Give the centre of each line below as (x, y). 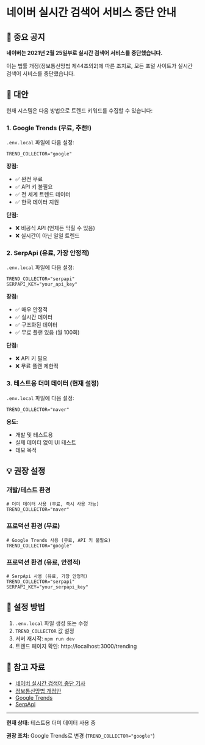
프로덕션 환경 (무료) (33, 526)
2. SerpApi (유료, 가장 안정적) (48, 253)
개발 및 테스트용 (34, 434)
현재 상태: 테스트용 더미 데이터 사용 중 (51, 722)
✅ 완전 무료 (29, 179)
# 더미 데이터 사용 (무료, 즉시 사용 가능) (53, 504)
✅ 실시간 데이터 (34, 317)
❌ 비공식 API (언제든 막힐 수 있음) (55, 228)
